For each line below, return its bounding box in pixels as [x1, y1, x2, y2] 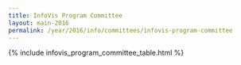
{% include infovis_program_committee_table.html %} [8, 48, 185, 58]
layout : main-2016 [8, 19, 69, 27]
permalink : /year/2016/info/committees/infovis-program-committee [8, 26, 233, 34]
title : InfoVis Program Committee [8, 11, 123, 20]
